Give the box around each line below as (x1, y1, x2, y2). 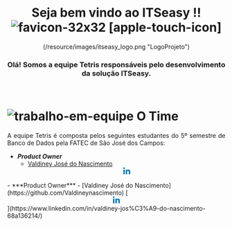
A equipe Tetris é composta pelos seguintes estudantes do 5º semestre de (7, 132, 226, 140)
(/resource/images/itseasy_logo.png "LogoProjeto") (42, 42, 190, 51)
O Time (136, 109, 179, 124)
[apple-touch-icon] (108, 19, 222, 35)
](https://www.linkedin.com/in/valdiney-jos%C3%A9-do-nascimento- (7, 205, 206, 213)
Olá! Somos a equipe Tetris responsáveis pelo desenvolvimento (7, 60, 226, 69)
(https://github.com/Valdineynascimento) (7, 189, 125, 197)
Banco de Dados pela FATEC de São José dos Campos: (7, 139, 166, 147)
